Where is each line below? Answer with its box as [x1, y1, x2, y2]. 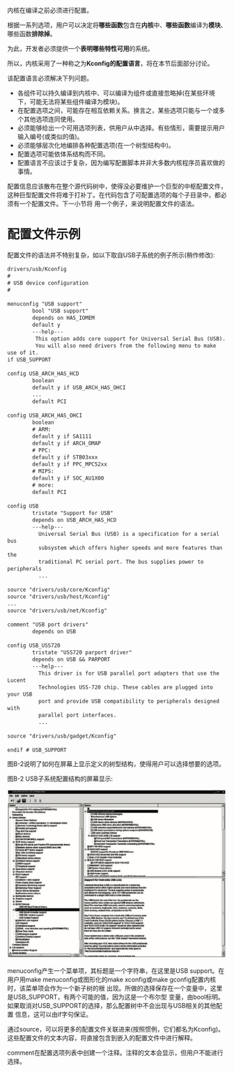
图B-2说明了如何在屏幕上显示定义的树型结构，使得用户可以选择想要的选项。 [7, 759, 225, 768]
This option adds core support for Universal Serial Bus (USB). [35, 335, 226, 342]
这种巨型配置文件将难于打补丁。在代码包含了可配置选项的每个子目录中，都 [7, 191, 221, 199]
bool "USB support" [32, 307, 89, 314]
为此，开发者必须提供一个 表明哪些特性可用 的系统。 [7, 45, 154, 52]
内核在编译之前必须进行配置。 [7, 6, 93, 14]
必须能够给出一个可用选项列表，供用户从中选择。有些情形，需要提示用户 [17, 124, 225, 132]
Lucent [7, 677, 26, 684]
